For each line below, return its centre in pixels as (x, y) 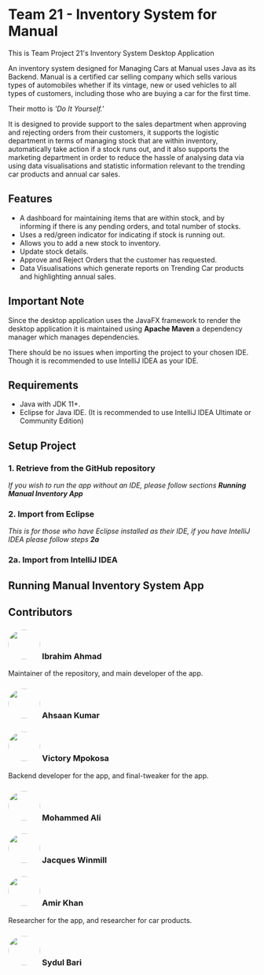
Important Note (46, 301)
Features (30, 199)
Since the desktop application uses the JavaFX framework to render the (125, 320)
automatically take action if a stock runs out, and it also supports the (119, 149)
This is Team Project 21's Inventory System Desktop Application (111, 53)
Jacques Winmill (75, 860)
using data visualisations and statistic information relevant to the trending (126, 165)
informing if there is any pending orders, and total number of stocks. (130, 226)
